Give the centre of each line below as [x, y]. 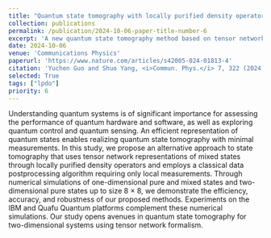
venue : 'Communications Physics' [65, 53]
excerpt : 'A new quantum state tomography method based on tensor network [137, 38]
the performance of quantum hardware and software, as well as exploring [131, 123]
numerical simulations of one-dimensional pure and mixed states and [123, 182]
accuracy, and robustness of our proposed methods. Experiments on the [129, 199]
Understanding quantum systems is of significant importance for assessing [133, 114]
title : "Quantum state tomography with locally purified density [120, 16]
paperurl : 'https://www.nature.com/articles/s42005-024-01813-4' [120, 61]
